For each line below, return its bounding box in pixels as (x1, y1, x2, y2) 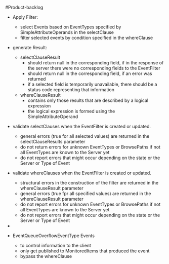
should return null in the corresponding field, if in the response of (27, 60, 164, 65)
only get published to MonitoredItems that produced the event (20, 248, 150, 254)
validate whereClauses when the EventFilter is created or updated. (12, 170, 152, 176)
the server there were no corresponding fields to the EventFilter (27, 65, 160, 71)
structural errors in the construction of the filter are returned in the (20, 180, 158, 185)
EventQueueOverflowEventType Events (12, 233, 95, 239)
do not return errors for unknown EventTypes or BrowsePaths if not (20, 144, 161, 150)
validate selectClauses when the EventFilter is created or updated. (12, 124, 151, 129)
